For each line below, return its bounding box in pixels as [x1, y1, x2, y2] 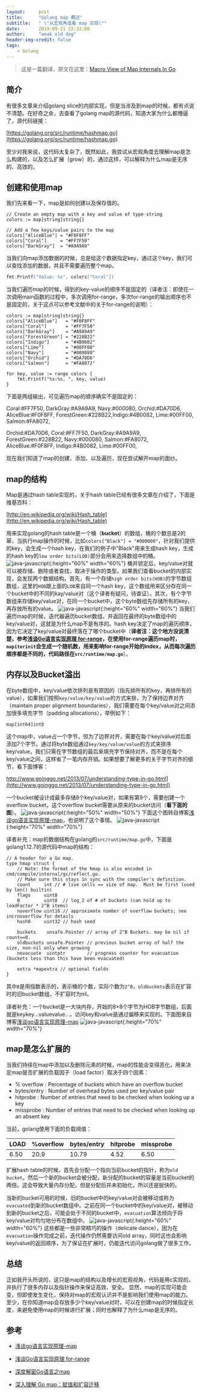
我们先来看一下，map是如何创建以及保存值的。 [6, 200, 123, 207]
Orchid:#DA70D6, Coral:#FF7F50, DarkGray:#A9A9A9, [6, 429, 141, 437]
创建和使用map [6, 182, 63, 192]
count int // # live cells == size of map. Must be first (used [17, 881, 195, 887]
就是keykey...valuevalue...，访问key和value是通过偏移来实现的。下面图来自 [6, 1010, 192, 1018]
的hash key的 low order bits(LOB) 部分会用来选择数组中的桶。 [6, 553, 159, 560]
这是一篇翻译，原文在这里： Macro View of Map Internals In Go [20, 65, 176, 72]
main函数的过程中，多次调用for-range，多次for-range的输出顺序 [22, 293, 182, 300]
